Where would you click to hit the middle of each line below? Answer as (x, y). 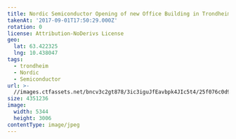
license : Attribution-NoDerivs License (66, 33)
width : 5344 (31, 112)
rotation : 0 (25, 27)
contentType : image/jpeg (44, 125)
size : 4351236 (28, 99)
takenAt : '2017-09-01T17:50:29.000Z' (63, 20)
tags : (15, 60)
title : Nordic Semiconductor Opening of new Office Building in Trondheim (119, 14)
